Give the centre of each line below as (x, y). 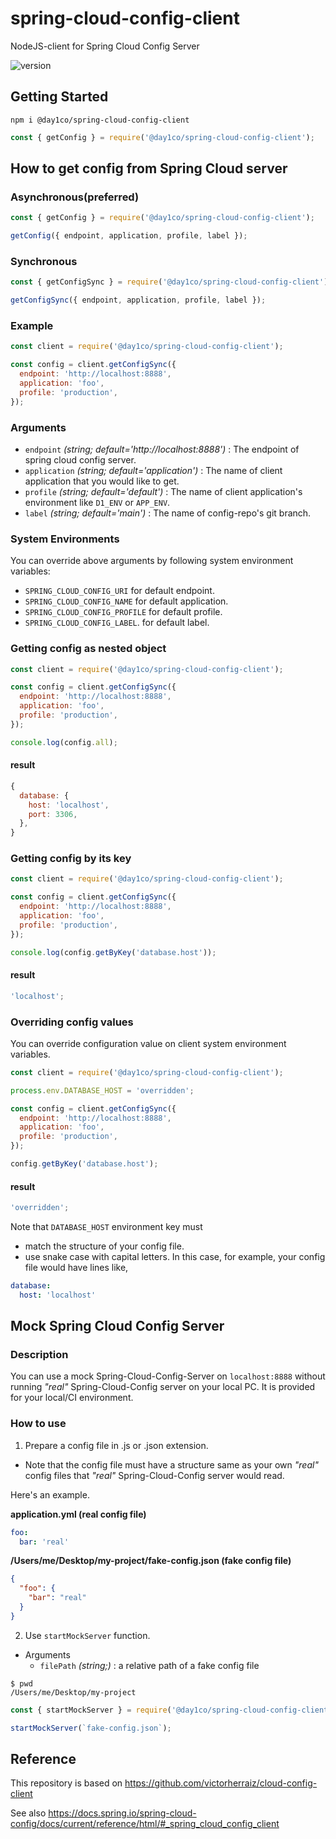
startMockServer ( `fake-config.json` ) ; (91, 1728)
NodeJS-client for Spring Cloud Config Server (105, 46)
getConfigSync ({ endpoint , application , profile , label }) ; (138, 300)
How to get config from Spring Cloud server (149, 168)
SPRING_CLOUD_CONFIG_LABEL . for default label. (117, 623)
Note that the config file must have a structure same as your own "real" (171, 1464)
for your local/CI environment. (72, 1398)
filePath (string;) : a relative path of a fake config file (149, 1665)
